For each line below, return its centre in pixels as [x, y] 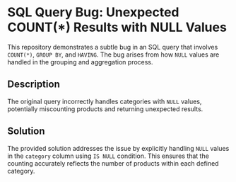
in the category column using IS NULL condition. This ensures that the [108, 156]
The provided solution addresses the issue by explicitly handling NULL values [118, 148]
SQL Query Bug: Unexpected [93, 12]
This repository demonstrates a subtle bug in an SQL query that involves [113, 47]
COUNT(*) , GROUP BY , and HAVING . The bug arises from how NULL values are [113, 55]
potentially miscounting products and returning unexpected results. [105, 109]
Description [34, 85]
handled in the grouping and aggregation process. [80, 62]
